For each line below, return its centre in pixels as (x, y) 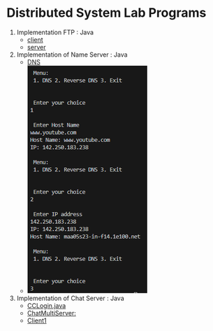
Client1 (37, 321)
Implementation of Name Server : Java (72, 55)
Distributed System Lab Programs (106, 13)
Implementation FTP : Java (55, 32)
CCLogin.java (46, 305)
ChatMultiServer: (51, 313)
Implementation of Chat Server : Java (71, 298)
